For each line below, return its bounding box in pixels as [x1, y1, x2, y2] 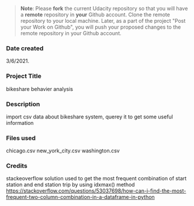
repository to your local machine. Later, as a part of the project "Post [20, 18, 186, 24]
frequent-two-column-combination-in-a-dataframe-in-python [6, 194, 155, 201]
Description [6, 100, 40, 108]
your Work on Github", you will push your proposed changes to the [20, 23, 181, 30]
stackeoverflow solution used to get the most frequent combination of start [6, 175, 187, 182]
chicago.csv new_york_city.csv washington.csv [6, 147, 120, 154]
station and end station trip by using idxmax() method [6, 181, 136, 188]
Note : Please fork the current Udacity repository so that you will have [20, 5, 188, 12]
